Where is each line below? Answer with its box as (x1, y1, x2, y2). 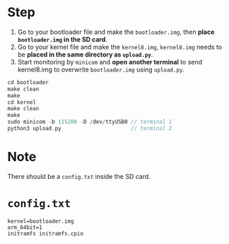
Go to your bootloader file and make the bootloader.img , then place (17, 28, 215, 36)
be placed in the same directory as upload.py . (17, 50, 153, 59)
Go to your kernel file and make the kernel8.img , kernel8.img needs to (17, 42, 223, 51)
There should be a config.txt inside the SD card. (7, 172, 151, 180)
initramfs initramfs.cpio (7, 230, 83, 237)
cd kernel (7, 98, 37, 106)
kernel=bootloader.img (7, 217, 74, 225)
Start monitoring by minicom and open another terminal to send (17, 57, 203, 66)
